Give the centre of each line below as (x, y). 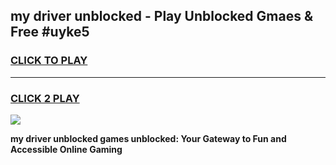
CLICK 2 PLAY (45, 98)
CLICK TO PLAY (49, 61)
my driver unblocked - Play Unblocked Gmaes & (162, 16)
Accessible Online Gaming (66, 149)
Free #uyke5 (50, 32)
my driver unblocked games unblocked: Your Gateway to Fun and (148, 138)
